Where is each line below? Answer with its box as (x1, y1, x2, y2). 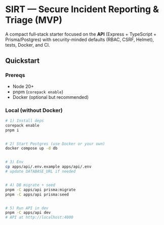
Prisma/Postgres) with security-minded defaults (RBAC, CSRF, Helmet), (5, 36, 154, 43)
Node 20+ (12, 83, 34, 89)
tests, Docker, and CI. (5, 42, 50, 48)
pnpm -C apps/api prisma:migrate (5, 187, 76, 192)
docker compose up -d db (5, 146, 58, 151)
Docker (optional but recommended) (12, 94, 89, 100)
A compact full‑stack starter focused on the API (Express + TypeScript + (5, 31, 157, 37)
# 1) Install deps (5, 118, 44, 123)
